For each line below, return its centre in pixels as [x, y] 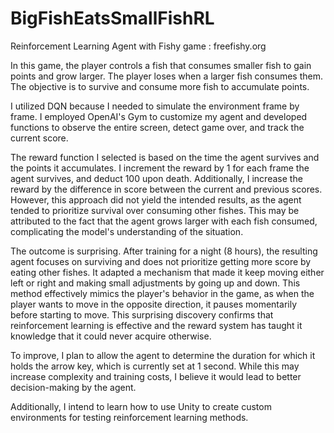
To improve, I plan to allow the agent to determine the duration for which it [163, 355]
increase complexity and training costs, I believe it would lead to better [156, 376]
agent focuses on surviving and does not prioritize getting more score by [161, 261]
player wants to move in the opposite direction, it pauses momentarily [154, 304]
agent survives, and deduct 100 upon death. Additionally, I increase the [156, 178]
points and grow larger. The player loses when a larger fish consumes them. [167, 76]
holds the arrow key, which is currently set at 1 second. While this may [155, 366]
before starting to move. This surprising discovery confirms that [142, 314]
